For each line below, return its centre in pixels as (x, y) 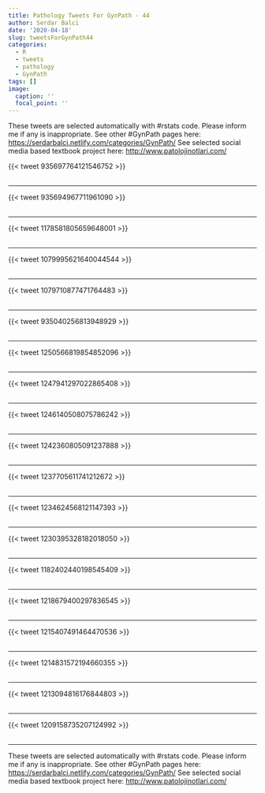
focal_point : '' (42, 103)
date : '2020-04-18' (40, 30)
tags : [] (22, 81)
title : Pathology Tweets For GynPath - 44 (79, 15)
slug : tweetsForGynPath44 (50, 37)
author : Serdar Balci (44, 23)
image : (19, 89)
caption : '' (35, 96)
